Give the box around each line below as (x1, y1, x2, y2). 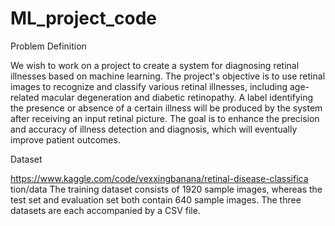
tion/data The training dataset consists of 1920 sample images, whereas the (10, 183, 323, 195)
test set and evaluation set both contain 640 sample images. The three (10, 193, 302, 206)
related (10, 91, 40, 103)
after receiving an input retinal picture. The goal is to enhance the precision (10, 112, 320, 124)
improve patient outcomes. (10, 133, 121, 146)
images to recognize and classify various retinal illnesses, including (10, 80, 288, 92)
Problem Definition (10, 40, 87, 52)
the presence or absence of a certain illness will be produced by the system (10, 102, 323, 114)
